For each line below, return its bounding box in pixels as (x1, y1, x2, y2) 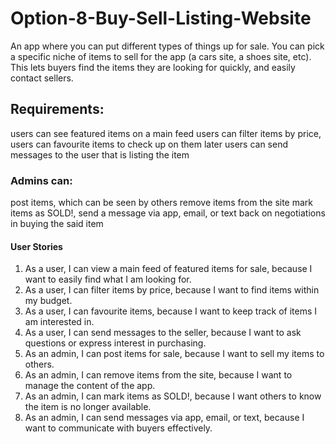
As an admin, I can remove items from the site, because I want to (24, 369, 293, 381)
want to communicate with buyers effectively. (24, 422, 213, 434)
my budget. (24, 295, 73, 307)
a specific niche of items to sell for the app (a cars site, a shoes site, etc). (10, 50, 312, 62)
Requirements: (10, 101, 105, 118)
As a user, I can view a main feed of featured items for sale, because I (24, 263, 313, 275)
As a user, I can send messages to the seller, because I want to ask (24, 327, 302, 339)
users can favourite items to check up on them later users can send (10, 138, 288, 150)
